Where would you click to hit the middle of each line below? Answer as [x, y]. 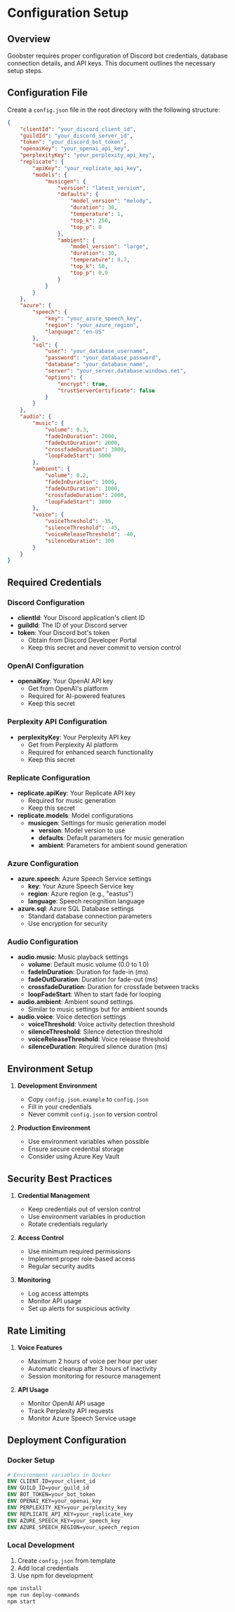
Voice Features [40, 1347]
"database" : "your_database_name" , [97, 365]
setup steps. [25, 71]
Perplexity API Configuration [57, 722]
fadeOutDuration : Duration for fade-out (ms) [93, 979]
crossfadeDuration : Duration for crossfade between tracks [113, 987]
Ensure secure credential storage [76, 1149]
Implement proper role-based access [81, 1259]
